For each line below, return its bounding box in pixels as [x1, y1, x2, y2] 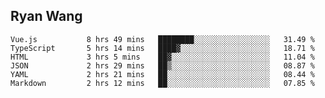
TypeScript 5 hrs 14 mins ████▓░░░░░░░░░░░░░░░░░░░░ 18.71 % [10, 43, 315, 53]
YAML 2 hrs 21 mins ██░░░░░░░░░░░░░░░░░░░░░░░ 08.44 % [10, 69, 315, 79]
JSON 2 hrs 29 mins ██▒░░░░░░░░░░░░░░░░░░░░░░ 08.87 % [10, 60, 315, 71]
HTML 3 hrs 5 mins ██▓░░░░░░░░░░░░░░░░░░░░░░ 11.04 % [10, 52, 315, 62]
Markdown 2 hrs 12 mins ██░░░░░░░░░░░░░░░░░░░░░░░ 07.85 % [10, 78, 315, 88]
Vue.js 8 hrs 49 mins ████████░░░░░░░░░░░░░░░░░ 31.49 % [10, 34, 315, 44]
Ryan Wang [10, 8, 83, 25]
